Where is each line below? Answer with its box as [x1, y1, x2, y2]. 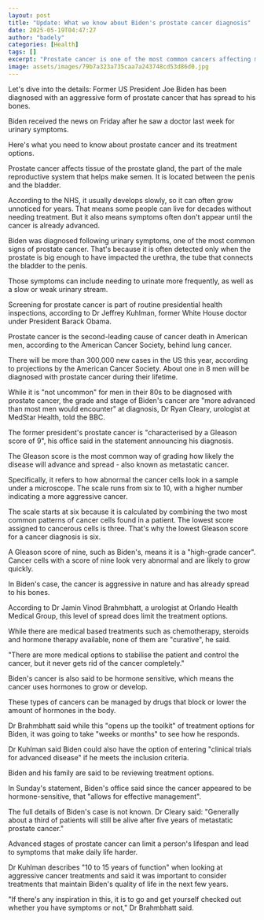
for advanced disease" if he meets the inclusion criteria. [8, 752, 189, 762]
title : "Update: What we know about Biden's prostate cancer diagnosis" [8, 19, 251, 27]
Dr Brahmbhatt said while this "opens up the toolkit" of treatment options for [8, 721, 255, 730]
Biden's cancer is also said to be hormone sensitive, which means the [8, 674, 234, 683]
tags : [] [8, 48, 37, 56]
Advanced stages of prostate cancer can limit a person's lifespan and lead [8, 839, 249, 848]
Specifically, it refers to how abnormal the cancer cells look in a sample [8, 475, 239, 484]
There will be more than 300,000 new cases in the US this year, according [8, 355, 248, 364]
